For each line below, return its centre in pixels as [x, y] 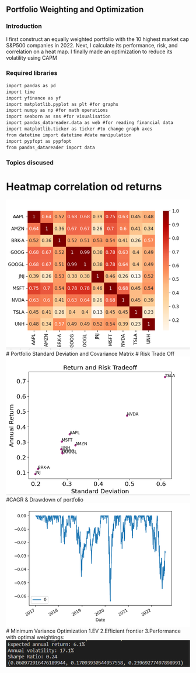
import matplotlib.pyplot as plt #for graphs [62, 104]
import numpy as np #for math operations [57, 111]
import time [20, 92]
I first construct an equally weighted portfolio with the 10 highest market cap [98, 39]
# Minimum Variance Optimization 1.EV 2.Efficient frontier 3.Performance [93, 631]
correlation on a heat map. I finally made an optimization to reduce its [89, 51]
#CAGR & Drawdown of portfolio [45, 499]
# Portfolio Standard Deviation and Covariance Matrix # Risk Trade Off [90, 353]
